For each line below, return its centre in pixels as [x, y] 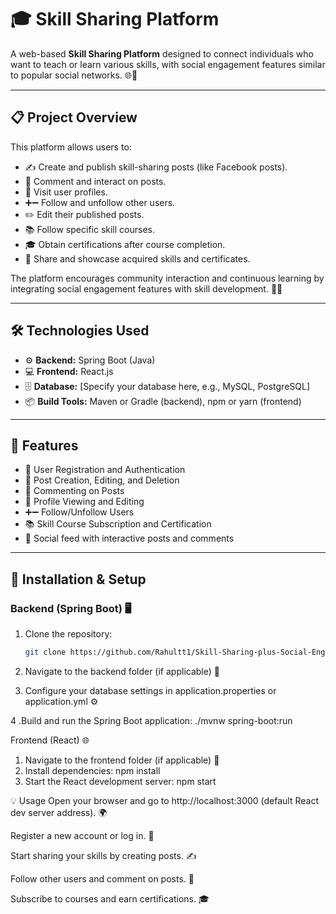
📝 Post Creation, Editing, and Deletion [102, 480]
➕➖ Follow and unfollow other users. [100, 202]
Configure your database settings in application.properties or [150, 690]
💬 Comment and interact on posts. [95, 181]
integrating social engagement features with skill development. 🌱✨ [146, 288]
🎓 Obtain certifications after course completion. [125, 244]
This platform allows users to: [71, 147]
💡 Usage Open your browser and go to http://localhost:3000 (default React [165, 800]
